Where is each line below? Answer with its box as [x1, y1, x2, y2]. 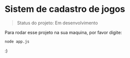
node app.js [4, 39, 29, 44]
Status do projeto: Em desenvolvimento [16, 20, 98, 26]
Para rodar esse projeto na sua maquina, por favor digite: [4, 29, 122, 35]
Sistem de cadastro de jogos [4, 3, 125, 15]
